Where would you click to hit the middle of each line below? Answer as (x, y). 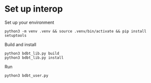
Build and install (20, 44)
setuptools (16, 35)
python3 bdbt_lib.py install (34, 58)
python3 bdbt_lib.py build (32, 53)
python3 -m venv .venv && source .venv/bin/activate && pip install (75, 31)
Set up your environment (29, 22)
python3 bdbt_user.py (27, 75)
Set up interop (34, 9)
